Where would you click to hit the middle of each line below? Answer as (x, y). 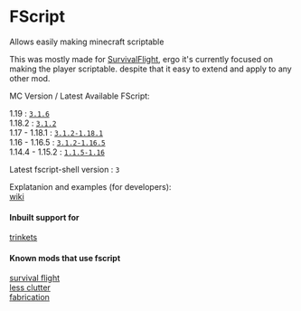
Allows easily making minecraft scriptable (87, 42)
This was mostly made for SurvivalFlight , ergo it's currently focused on (141, 59)
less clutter (30, 287)
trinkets (24, 238)
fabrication (29, 297)
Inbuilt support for (44, 217)
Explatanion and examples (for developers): (90, 186)
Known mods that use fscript (65, 258)
